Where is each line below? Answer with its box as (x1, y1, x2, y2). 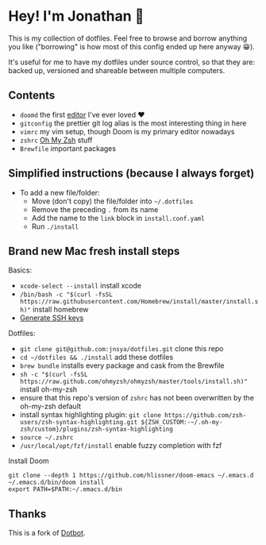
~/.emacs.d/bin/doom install (8, 478, 105, 487)
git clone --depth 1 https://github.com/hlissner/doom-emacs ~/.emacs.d (8, 472, 254, 480)
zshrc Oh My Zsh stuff (19, 135, 93, 145)
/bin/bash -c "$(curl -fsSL (19, 291, 113, 299)
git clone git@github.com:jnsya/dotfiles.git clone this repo (19, 344, 224, 354)
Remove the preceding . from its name (31, 204, 159, 214)
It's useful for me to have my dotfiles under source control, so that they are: (8, 57, 256, 67)
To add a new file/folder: (19, 187, 101, 197)
